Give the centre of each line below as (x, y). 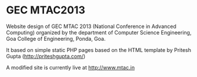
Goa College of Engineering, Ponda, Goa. (56, 38)
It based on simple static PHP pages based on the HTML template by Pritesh (98, 50)
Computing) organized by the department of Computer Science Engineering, (99, 32)
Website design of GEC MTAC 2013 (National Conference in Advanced (91, 26)
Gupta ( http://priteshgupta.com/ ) (46, 56)
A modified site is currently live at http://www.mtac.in (71, 67)
